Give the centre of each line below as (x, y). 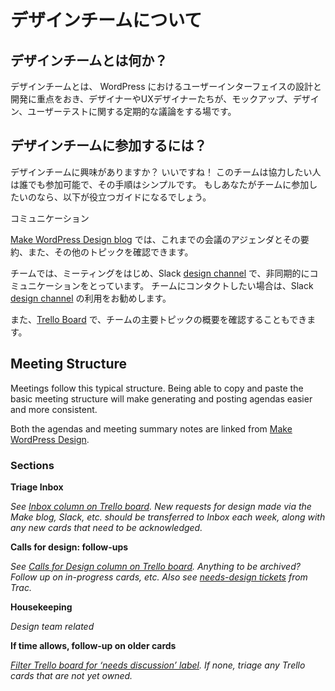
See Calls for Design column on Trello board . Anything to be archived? (155, 566)
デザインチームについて (106, 20)
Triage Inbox (37, 487)
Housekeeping (41, 607)
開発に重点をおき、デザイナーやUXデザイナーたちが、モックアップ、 (151, 99)
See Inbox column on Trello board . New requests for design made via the (161, 506)
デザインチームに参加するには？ (109, 146)
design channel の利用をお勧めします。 (91, 298)
